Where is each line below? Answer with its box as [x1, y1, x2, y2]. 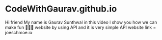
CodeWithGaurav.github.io [5, 3, 117, 14]
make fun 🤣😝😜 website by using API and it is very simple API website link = [5, 24, 156, 30]
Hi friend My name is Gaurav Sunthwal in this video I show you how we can [5, 19, 157, 25]
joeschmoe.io [5, 29, 33, 35]
